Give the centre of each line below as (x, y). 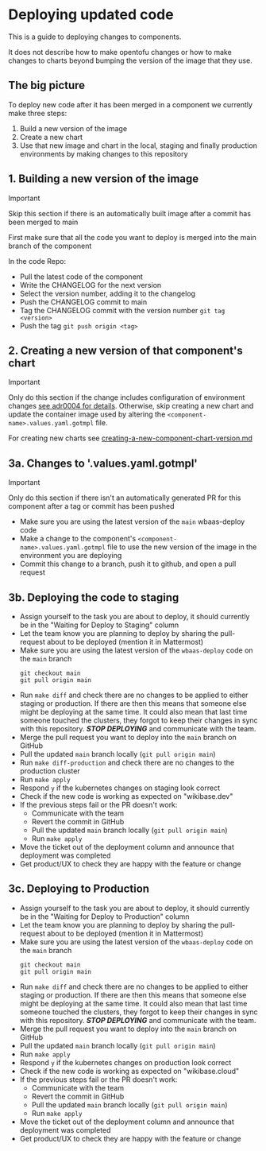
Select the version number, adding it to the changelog (108, 293)
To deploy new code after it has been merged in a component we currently (130, 104)
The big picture (47, 85)
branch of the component (50, 246)
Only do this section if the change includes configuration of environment (127, 397)
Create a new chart (51, 137)
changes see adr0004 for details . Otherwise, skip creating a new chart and (131, 406)
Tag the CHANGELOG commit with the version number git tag (122, 310)
